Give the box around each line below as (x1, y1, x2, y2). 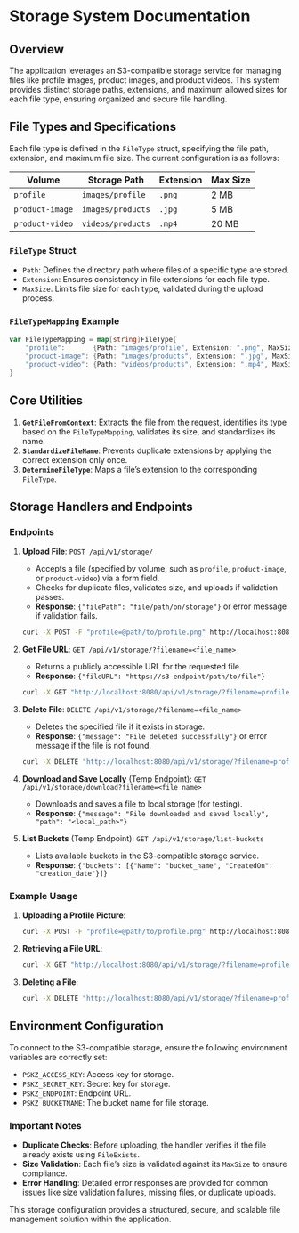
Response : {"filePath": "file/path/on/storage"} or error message (35, 601, 287, 612)
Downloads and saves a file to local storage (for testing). (35, 799, 243, 809)
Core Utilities (9, 393, 83, 409)
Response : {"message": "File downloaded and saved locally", (35, 807, 270, 818)
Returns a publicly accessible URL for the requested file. (35, 661, 242, 672)
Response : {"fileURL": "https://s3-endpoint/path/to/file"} (35, 670, 265, 682)
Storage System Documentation (9, 6, 251, 27)
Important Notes (9, 1119, 82, 1132)
